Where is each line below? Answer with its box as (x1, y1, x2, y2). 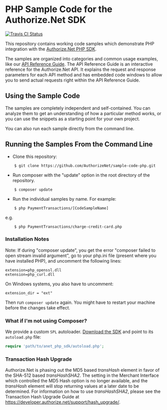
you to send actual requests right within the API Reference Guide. (5, 77, 140, 83)
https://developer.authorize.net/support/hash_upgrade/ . (5, 399, 121, 405)
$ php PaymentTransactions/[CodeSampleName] (14, 205, 109, 211)
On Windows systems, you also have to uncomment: (5, 281, 114, 287)
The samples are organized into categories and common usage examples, (5, 55, 158, 61)
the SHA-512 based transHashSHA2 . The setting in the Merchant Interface (5, 372, 159, 378)
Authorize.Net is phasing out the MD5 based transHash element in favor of (5, 367, 160, 373)
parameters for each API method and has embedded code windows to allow (5, 71, 162, 77)
